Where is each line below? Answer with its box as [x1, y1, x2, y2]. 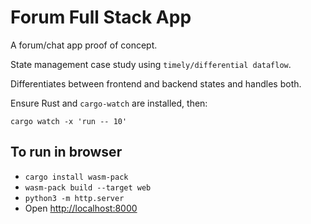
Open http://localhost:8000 [24, 202, 138, 214]
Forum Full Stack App [10, 6, 192, 29]
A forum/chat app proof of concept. [10, 39, 158, 51]
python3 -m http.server [24, 193, 125, 203]
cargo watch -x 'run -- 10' [10, 116, 128, 126]
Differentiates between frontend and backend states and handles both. [10, 77, 302, 90]
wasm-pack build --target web [24, 182, 152, 193]
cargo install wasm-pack [24, 172, 129, 182]
